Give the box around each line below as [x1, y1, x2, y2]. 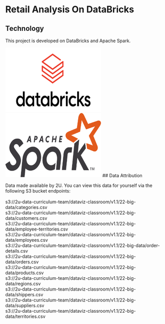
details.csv [5, 248, 28, 254]
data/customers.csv [5, 215, 48, 221]
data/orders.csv [5, 259, 39, 265]
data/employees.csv [5, 237, 49, 243]
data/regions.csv [5, 281, 41, 287]
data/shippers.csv [5, 292, 43, 297]
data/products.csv [5, 270, 44, 276]
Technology [5, 24, 44, 33]
